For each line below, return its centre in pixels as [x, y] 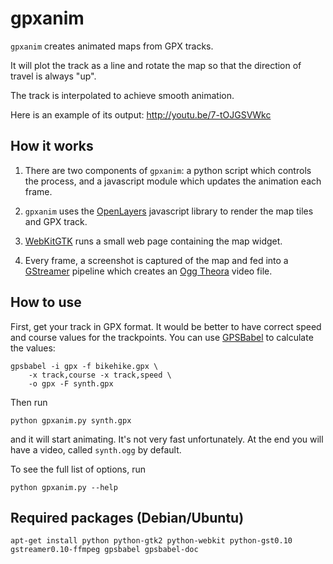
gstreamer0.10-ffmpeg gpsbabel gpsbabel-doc [104, 550]
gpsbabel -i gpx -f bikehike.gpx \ [84, 366]
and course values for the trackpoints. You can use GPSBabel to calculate [162, 337]
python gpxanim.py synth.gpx [71, 420]
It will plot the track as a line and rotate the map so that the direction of [156, 65]
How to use [46, 302]
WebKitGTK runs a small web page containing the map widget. [153, 241]
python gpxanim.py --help [64, 487]
